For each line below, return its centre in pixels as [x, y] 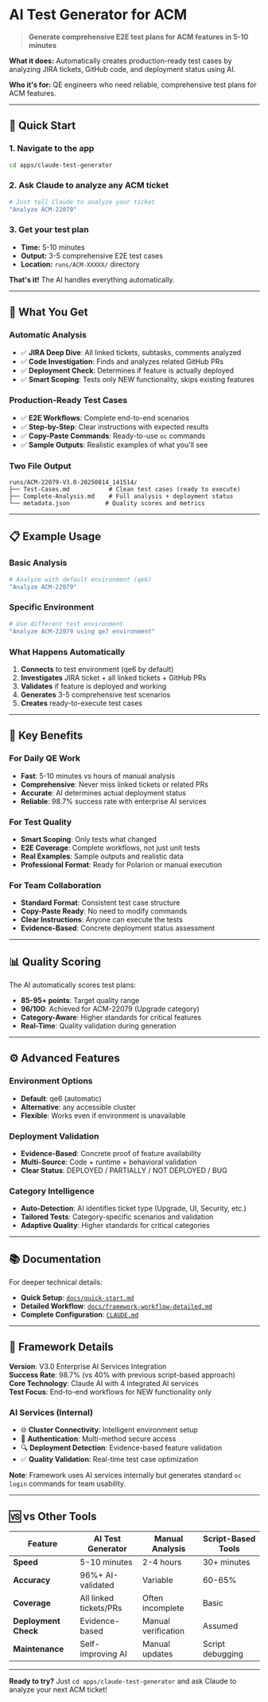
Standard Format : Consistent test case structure [100, 902]
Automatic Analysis [48, 335]
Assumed [220, 1626]
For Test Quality [41, 822]
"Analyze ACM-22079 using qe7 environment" [82, 631]
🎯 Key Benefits [46, 736]
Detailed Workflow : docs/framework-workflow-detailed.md [117, 1306]
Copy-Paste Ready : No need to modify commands [104, 911]
